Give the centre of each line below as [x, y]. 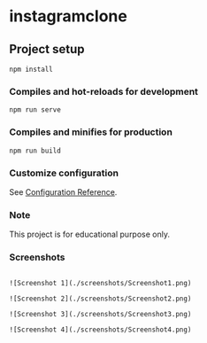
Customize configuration [64, 173]
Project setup [47, 49]
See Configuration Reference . [63, 191]
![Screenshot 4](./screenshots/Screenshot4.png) [100, 330]
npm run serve [35, 110]
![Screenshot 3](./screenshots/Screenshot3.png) [100, 315]
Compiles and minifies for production [91, 132]
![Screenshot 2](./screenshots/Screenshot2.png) [100, 299]
